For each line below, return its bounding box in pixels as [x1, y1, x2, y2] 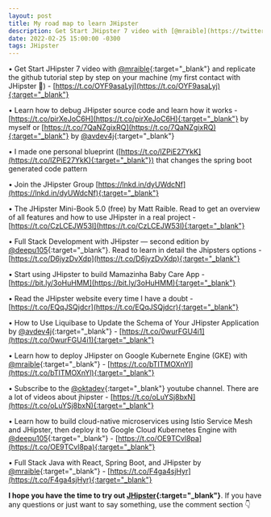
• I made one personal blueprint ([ [8, 147, 122, 157]
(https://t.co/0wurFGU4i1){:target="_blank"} [8, 335, 155, 345]
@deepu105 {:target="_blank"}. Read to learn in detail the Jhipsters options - [8, 246, 262, 255]
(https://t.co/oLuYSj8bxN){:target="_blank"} [8, 401, 155, 410]
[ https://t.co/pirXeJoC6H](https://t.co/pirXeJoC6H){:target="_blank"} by [8, 114, 248, 124]
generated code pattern [8, 164, 88, 174]
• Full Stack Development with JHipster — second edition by [8, 237, 210, 246]
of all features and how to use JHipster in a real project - [8, 212, 196, 222]
